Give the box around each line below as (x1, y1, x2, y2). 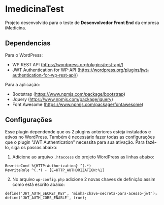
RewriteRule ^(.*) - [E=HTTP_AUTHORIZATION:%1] (5, 168, 105, 173)
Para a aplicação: (5, 81, 40, 87)
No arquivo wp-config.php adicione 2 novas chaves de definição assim (12, 176, 156, 182)
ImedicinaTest (5, 3, 64, 15)
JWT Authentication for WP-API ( (12, 67, 80, 73)
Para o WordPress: (5, 52, 43, 58)
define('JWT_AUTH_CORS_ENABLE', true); (5, 195, 87, 200)
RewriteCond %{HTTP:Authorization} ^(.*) (5, 163, 92, 168)
